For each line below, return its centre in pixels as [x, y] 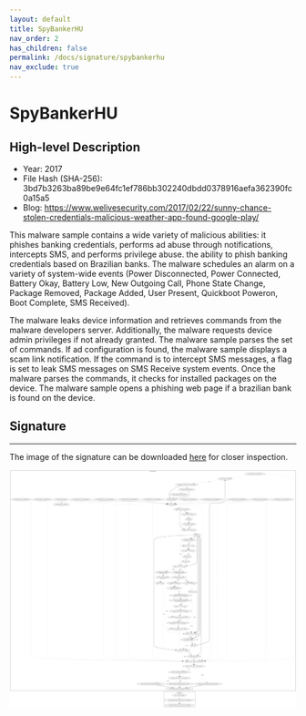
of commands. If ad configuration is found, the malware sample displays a [148, 349]
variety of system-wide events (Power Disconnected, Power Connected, [145, 274]
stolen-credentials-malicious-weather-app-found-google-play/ [141, 217]
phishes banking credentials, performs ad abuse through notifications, [141, 245]
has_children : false [49, 48]
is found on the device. [52, 398]
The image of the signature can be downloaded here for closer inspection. [149, 456]
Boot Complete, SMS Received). [70, 302]
